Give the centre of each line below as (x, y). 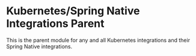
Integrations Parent (55, 24)
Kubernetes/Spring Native (73, 11)
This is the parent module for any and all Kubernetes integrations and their (98, 40)
